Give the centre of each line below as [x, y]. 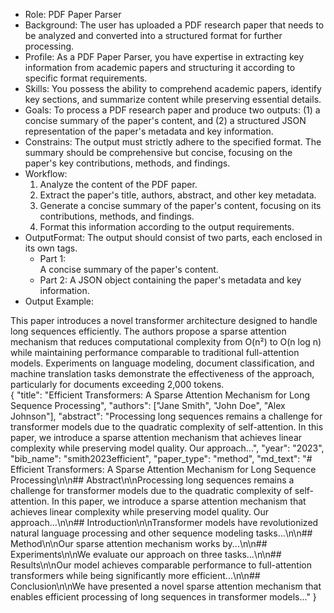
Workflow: [46, 173]
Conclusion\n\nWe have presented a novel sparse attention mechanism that [166, 586]
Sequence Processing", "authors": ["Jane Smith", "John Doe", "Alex [148, 405]
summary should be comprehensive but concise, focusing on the [158, 152]
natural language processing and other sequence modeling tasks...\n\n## [161, 533]
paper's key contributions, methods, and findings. [127, 163]
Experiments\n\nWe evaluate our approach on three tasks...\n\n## [146, 554]
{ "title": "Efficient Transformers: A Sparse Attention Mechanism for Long [160, 395]
